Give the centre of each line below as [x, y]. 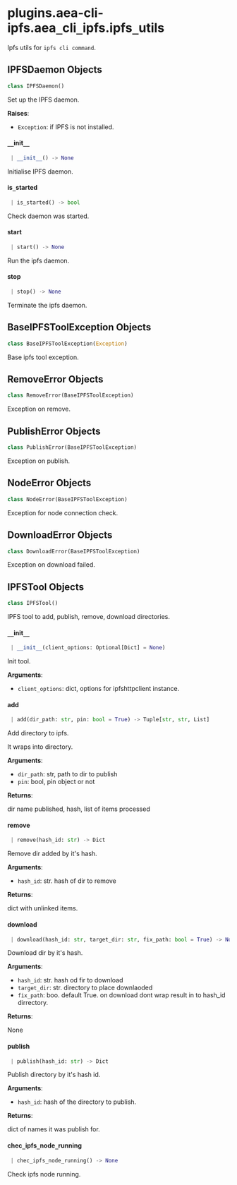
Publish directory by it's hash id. [54, 1075]
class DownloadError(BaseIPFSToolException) [74, 551]
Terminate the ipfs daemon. [47, 305]
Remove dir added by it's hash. [52, 854]
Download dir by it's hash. [45, 953]
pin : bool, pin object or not [56, 782]
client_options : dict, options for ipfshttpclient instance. [98, 689]
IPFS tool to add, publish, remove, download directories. [89, 617]
